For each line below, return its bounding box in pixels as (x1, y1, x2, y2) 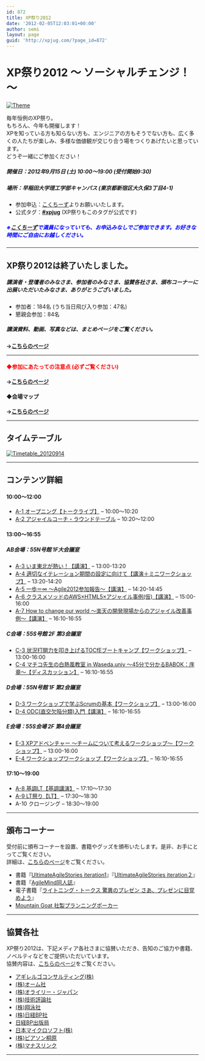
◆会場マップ (6, 393, 39, 400)
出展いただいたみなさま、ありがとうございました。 (6, 286, 135, 294)
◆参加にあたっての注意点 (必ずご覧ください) (6, 363, 119, 370)
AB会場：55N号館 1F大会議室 (6, 545, 80, 553)
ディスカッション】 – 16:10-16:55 (31, 668, 114, 675)
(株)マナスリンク (15, 1041, 57, 1049)
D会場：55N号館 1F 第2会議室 (6, 683, 81, 691)
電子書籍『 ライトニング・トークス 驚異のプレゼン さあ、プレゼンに (15, 886, 184, 894)
